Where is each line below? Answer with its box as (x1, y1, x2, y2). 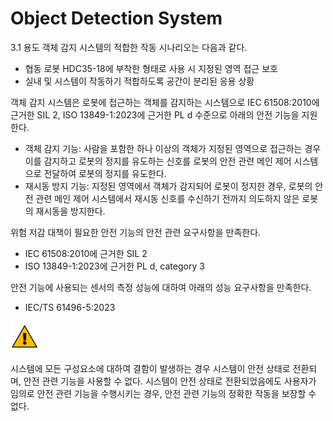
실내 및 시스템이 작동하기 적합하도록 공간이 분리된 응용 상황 (24, 75, 255, 87)
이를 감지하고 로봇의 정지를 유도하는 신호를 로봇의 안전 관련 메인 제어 (24, 155, 292, 167)
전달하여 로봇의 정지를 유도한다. (43, 167, 167, 179)
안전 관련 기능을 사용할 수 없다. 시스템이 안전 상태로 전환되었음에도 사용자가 (23, 375, 317, 387)
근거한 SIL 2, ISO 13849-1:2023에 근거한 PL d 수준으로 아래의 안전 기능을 (10, 108, 300, 121)
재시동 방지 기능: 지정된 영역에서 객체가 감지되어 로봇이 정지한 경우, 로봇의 (24, 180, 313, 192)
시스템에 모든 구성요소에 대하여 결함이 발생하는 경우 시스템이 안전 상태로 (10, 362, 291, 374)
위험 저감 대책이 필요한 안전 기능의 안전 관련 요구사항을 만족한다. (10, 226, 262, 238)
